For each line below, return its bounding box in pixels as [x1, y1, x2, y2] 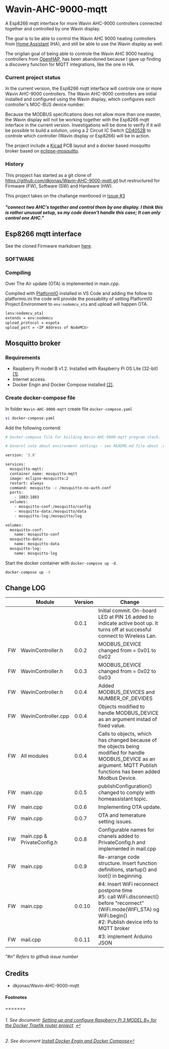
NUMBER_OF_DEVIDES [98, 695, 153, 702]
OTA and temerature [98, 812, 146, 819]
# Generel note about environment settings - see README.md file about [5, 444, 158, 449]
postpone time [98, 887, 132, 894]
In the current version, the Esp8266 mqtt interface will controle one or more [5, 85, 162, 91]
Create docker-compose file [5, 394, 75, 401]
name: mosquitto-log [14, 551, 57, 556]
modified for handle [98, 749, 145, 756]
